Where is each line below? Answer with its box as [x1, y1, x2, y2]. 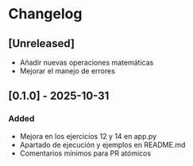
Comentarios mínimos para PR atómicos [19, 148, 152, 158]
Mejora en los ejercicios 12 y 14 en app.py [19, 131, 157, 140]
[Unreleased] [8, 37, 75, 50]
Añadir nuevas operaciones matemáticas [19, 57, 154, 67]
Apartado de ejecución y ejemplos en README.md [19, 140, 186, 149]
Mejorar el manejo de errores [19, 66, 115, 76]
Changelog [8, 5, 83, 23]
